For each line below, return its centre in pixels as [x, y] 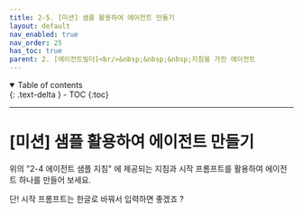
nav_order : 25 [36, 43]
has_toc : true [36, 51]
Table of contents [50, 85]
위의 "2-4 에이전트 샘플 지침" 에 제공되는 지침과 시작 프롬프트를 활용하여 [136, 168]
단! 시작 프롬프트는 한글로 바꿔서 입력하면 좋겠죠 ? [97, 199]
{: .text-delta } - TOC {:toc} [60, 94]
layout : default [40, 26]
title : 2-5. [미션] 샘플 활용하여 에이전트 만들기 [92, 18]
